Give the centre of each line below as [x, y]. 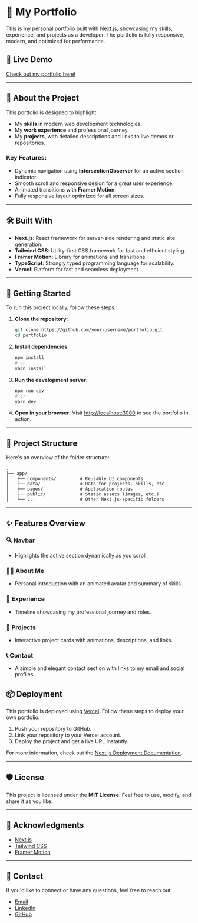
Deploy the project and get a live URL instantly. [71, 741]
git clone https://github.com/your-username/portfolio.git [89, 330]
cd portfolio [31, 336]
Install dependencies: [42, 347]
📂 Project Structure [42, 443]
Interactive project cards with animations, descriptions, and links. [93, 640]
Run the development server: [51, 380]
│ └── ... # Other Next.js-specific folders [85, 500]
